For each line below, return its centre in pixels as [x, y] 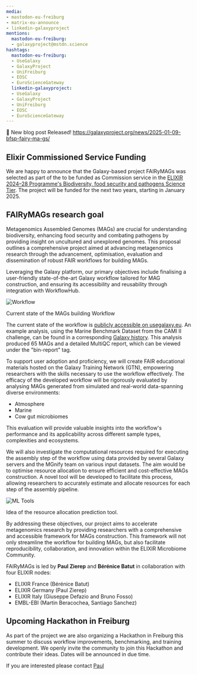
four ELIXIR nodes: [29, 573]
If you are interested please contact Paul [55, 666]
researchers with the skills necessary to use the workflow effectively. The [95, 373]
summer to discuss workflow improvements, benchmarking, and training [94, 641]
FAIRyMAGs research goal [55, 215]
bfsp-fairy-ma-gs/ [28, 138]
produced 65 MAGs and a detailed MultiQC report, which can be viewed [94, 343]
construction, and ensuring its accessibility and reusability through [87, 284]
